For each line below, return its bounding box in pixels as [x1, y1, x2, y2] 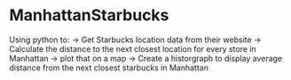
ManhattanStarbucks [9, 5, 169, 25]
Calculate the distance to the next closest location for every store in [9, 43, 256, 54]
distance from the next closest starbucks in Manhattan [9, 62, 208, 73]
